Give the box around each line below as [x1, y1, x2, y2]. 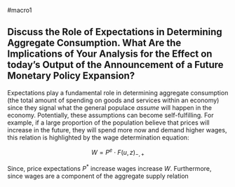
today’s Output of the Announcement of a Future [7, 59, 224, 71]
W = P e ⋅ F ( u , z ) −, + [90, 146, 145, 158]
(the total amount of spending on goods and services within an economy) [7, 96, 220, 104]
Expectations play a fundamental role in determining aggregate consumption [7, 88, 229, 97]
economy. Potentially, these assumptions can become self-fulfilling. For [7, 111, 214, 119]
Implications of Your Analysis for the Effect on [7, 48, 213, 60]
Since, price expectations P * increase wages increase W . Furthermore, [7, 163, 212, 172]
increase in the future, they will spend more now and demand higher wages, [7, 125, 227, 134]
